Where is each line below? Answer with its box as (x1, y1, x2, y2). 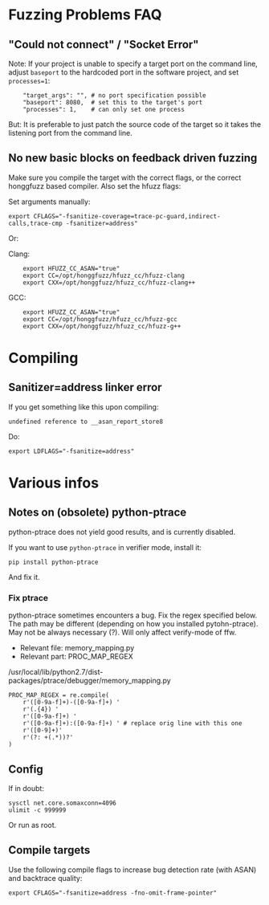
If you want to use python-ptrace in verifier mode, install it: (8, 542, 202, 552)
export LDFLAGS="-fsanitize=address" (8, 447, 135, 455)
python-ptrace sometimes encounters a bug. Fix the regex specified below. (8, 610, 258, 620)
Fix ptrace (8, 592, 49, 603)
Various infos (8, 474, 99, 491)
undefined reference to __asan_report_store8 (8, 418, 163, 426)
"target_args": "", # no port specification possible (22, 92, 206, 100)
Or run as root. (8, 820, 57, 830)
